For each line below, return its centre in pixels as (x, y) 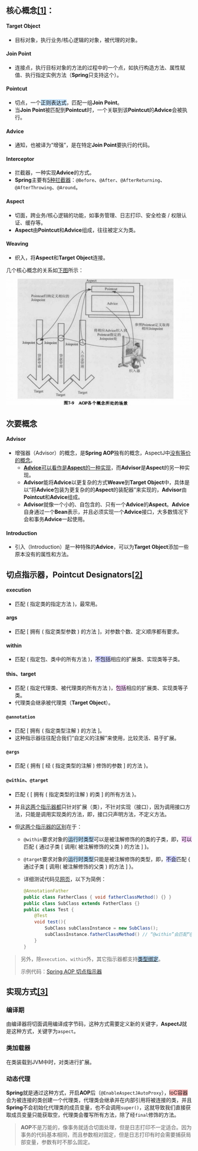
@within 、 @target (27, 780)
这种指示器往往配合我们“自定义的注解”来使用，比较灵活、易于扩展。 (97, 738)
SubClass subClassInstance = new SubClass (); (101, 928)
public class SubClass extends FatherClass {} (82, 903)
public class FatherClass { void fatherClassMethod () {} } (98, 897)
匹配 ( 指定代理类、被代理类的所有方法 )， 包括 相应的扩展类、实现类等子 (101, 688)
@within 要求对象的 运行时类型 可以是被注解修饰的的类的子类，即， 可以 (108, 839)
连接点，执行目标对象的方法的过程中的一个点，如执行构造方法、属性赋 (100, 67)
